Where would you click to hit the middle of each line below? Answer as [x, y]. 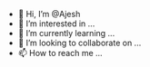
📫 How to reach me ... [60, 53]
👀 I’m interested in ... [56, 24]
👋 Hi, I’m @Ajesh [49, 14]
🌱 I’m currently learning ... [66, 33]
